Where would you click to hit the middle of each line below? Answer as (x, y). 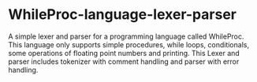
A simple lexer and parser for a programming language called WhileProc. (126, 36)
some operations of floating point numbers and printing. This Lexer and (124, 53)
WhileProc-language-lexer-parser (122, 15)
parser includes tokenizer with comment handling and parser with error (124, 61)
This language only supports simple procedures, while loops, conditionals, (129, 44)
